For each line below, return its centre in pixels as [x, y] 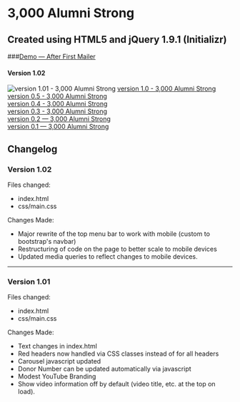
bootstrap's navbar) [47, 241]
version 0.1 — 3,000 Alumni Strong [58, 127]
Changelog [32, 149]
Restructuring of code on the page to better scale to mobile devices [117, 249]
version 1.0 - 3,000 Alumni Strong [167, 89]
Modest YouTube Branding [57, 376]
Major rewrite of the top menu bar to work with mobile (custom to [114, 234]
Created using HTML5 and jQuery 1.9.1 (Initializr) [117, 40]
